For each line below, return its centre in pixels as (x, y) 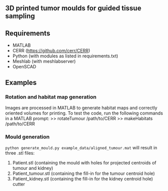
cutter (19, 184)
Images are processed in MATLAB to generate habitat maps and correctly (81, 108)
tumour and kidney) (33, 168)
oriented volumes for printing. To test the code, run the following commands (84, 113)
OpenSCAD (24, 67)
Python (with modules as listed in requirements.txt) (65, 56)
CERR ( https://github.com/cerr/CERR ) (51, 51)
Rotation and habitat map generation (51, 97)
